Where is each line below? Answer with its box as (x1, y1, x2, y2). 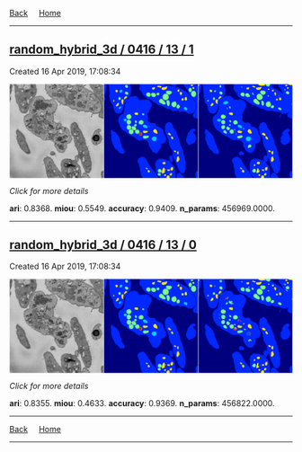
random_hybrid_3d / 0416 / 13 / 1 (9, 42, 195, 58)
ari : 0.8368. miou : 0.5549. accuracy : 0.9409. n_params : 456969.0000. (9, 202, 276, 214)
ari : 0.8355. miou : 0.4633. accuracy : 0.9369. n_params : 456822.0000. (9, 398, 276, 409)
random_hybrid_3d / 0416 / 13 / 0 (9, 237, 198, 253)
